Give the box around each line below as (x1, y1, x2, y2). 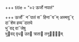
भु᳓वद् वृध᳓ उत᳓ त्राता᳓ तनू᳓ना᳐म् (5, 31, 63, 37)
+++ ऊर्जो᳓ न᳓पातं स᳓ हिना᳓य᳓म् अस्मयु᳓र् (5, 15, 74, 20)
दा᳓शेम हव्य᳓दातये (5, 20, 33, 25)
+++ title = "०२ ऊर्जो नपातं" (5, 5, 54, 10)
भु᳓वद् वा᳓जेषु (5, 25, 26, 31)
